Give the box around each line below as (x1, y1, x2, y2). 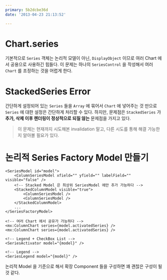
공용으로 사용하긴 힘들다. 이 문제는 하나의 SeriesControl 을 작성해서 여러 (10, 61, 153, 68)
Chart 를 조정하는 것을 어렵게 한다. (5, 68, 73, 74)
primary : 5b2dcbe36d (5, 7, 49, 13)
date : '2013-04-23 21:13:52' (5, 12, 66, 17)
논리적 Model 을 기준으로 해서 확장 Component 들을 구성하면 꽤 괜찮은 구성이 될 (5, 263, 162, 269)
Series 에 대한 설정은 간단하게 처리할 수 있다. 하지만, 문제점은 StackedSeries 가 (5, 109, 161, 115)
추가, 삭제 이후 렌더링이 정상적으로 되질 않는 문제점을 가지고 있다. (5, 115, 131, 121)
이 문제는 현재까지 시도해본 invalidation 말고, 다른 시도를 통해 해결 (17, 126, 147, 132)
